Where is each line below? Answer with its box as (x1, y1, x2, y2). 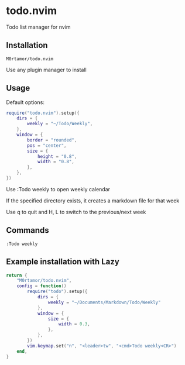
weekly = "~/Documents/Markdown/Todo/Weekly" (47, 299, 161, 305)
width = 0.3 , (58, 321, 91, 327)
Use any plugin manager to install (6, 66, 87, 73)
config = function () (16, 283, 67, 289)
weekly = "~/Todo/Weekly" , (27, 121, 93, 127)
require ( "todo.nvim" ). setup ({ (6, 110, 80, 116)
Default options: (6, 98, 45, 106)
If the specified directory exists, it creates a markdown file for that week (6, 197, 180, 204)
